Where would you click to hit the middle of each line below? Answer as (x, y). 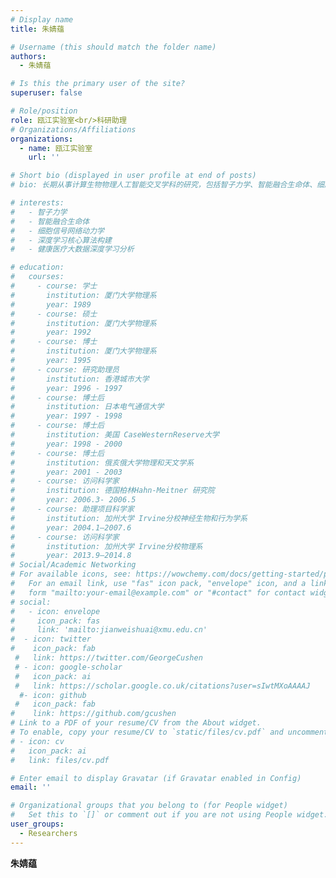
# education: (37, 267)
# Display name (42, 19)
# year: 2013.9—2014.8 (71, 556)
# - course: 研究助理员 (65, 369)
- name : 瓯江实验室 (56, 148)
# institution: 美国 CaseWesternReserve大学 (115, 435)
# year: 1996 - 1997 (66, 388)
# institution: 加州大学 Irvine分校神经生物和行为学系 (129, 518)
